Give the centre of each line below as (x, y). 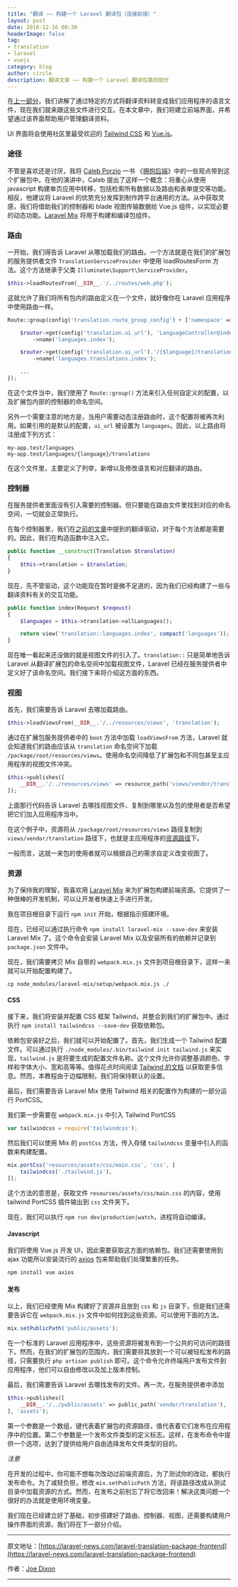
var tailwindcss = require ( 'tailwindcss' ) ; (73, 1129)
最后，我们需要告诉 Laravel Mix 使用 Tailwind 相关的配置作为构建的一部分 (114, 1091)
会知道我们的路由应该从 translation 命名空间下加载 (83, 747)
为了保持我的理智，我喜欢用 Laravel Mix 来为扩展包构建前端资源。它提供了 (116, 890)
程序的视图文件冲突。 (44, 764)
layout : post (27, 21)
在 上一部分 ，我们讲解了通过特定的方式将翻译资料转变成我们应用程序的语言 (116, 101)
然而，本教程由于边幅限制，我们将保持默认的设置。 (94, 1076)
